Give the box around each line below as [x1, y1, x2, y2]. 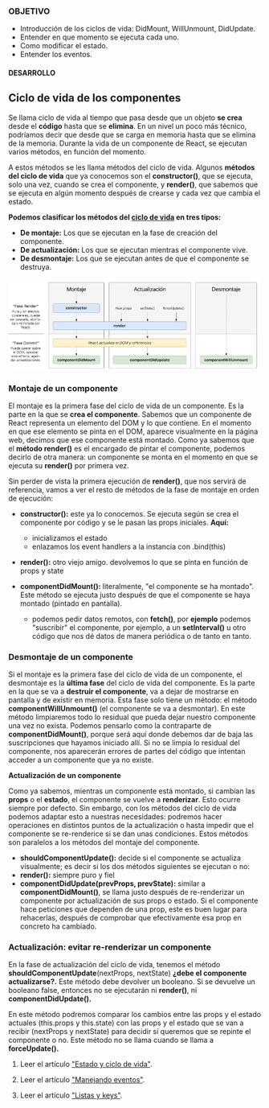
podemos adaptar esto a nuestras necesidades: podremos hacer [8, 812, 222, 822]
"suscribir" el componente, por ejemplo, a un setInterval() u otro [31, 622, 247, 632]
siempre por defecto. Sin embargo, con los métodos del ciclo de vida [8, 803, 237, 813]
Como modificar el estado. [19, 41, 108, 51]
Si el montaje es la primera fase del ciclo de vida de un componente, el [8, 669, 243, 679]
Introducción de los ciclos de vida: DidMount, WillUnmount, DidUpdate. [19, 24, 256, 34]
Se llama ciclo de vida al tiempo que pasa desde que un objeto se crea [8, 113, 243, 122]
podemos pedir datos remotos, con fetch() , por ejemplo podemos [31, 614, 251, 624]
